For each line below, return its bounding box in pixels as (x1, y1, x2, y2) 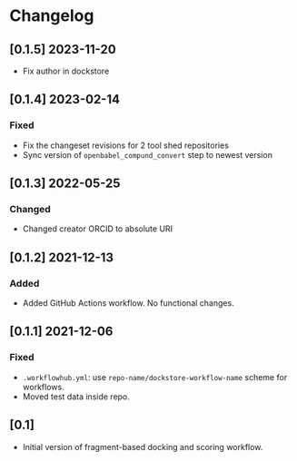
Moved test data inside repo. (22, 391, 130, 402)
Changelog (9, 5, 94, 26)
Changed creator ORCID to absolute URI (22, 223, 173, 234)
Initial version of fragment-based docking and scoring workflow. (22, 441, 263, 452)
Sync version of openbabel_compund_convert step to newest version (22, 149, 272, 160)
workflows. (22, 381, 65, 392)
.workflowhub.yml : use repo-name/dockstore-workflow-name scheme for (22, 371, 288, 382)
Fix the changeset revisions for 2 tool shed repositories (22, 140, 230, 151)
